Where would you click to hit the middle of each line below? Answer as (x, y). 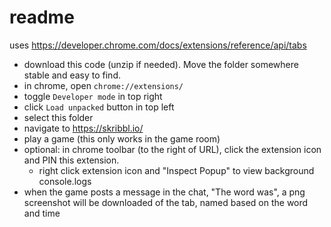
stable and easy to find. (72, 75)
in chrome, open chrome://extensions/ (103, 85)
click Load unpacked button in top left (99, 107)
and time (42, 213)
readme (42, 17)
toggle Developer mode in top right (93, 96)
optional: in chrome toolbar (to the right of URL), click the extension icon (172, 149)
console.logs (65, 181)
